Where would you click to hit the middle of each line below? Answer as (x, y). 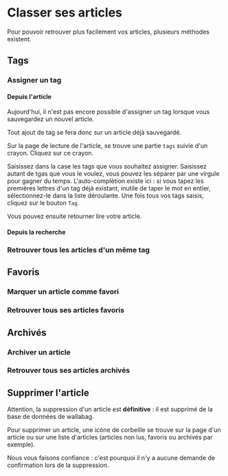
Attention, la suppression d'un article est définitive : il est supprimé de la (110, 409)
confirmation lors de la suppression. (58, 465)
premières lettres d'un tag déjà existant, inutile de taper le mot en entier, (109, 188)
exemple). (21, 444)
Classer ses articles (65, 13)
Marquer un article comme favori (63, 292)
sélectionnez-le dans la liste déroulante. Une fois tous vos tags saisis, (105, 196)
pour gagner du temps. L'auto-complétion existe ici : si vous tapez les (105, 181)
